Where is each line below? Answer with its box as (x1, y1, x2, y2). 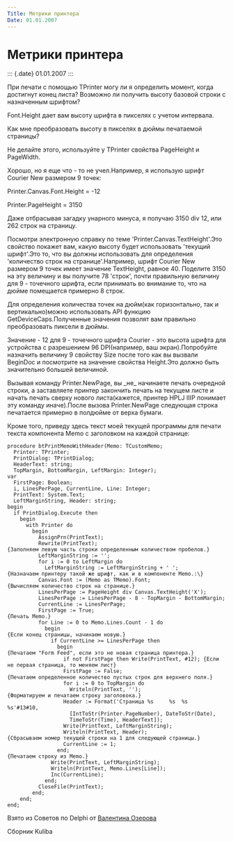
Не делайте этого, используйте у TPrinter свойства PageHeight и (7, 145, 200, 154)
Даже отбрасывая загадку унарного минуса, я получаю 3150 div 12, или (7, 214, 222, 222)
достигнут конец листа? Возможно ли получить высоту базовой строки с (7, 90, 226, 99)
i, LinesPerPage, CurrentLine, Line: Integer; (13, 485, 151, 492)
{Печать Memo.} (7, 613, 51, 620)
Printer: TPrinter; (13, 449, 70, 456)
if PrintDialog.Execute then (13, 510, 98, 517)
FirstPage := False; (63, 668, 123, 675)
